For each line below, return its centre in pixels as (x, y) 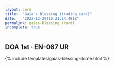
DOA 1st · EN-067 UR (37, 47)
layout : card (18, 9)
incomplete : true (23, 27)
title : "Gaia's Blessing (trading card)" (49, 14)
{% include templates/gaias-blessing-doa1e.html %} (57, 58)
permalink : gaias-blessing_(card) (40, 23)
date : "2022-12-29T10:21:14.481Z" (42, 18)
